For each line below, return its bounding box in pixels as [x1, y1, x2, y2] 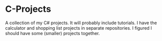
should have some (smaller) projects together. [5, 30, 100, 36]
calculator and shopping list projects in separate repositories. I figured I [5, 25, 152, 31]
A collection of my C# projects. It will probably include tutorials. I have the [5, 20, 157, 26]
